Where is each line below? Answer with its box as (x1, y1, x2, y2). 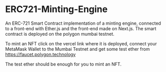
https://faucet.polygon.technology (5, 51, 76, 57)
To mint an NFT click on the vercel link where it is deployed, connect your (5, 40, 157, 46)
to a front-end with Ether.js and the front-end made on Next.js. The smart (5, 25, 156, 31)
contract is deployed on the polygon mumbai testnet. (5, 31, 114, 37)
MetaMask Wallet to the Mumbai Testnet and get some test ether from (5, 46, 150, 52)
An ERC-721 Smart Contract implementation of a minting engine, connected (5, 20, 161, 26)
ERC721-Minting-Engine (5, 4, 108, 15)
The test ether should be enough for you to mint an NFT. (5, 61, 122, 67)
